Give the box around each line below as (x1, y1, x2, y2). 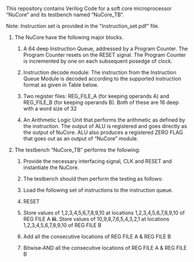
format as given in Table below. (23, 81, 99, 88)
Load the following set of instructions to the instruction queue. (23, 187, 174, 194)
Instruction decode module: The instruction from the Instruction (23, 69, 176, 75)
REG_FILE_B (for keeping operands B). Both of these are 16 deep (23, 99, 179, 106)
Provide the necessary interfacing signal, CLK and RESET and (23, 158, 172, 164)
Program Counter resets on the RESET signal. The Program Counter (23, 51, 186, 58)
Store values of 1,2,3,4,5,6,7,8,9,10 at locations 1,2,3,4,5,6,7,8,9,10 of (23, 209, 185, 216)
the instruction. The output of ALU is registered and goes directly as (23, 123, 187, 129)
